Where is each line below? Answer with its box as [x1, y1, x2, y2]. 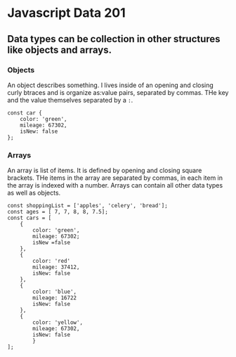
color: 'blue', [32, 288, 77, 296]
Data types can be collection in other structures [7, 33, 221, 45]
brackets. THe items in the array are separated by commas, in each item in [7, 174, 223, 182]
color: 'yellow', [32, 319, 83, 326]
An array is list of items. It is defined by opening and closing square [7, 167, 202, 175]
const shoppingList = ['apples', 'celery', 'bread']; [7, 202, 169, 209]
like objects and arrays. [7, 44, 112, 56]
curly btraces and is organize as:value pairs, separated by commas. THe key [7, 88, 229, 96]
